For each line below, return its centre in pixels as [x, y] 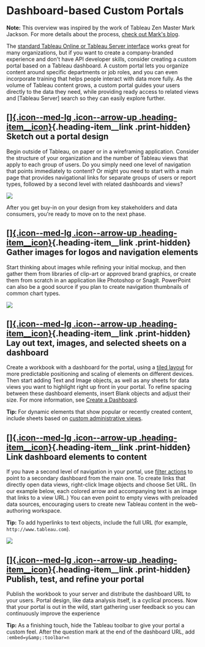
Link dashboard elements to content [76, 457]
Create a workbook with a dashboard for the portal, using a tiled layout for [100, 367]
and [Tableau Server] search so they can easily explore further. [86, 98]
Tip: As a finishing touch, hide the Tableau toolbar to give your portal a [95, 625]
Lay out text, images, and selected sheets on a [96, 343]
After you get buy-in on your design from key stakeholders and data [92, 207]
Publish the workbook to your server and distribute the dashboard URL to [99, 594]
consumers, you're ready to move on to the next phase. [76, 214]
